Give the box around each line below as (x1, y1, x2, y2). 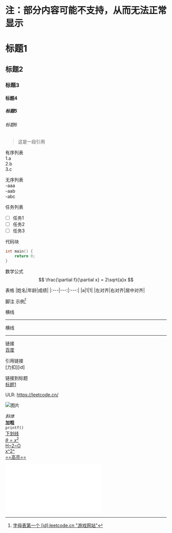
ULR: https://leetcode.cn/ (5, 392, 59, 398)
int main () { (5, 249, 33, 254)
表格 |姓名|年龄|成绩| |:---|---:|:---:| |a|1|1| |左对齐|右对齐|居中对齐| (5, 287, 145, 293)
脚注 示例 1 (5, 297, 27, 304)
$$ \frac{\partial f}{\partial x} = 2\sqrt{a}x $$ (38, 276, 134, 282)
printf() (5, 425, 24, 430)
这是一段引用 (17, 138, 45, 145)
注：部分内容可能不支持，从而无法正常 (5, 5, 167, 16)
